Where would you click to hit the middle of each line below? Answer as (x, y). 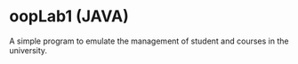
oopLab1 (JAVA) (69, 16)
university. (28, 50)
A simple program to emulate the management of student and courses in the (149, 41)
